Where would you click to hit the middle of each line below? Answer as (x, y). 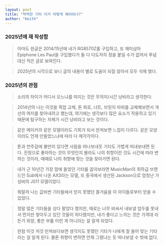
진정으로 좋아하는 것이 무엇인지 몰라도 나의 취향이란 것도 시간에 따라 (89, 152)
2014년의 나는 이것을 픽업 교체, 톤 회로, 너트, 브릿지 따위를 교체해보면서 (85, 107)
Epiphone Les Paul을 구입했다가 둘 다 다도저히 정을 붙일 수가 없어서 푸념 (87, 54)
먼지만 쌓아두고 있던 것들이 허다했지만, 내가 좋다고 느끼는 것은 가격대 (88, 215)
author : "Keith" (22, 19)
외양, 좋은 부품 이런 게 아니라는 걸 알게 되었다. (70, 220)
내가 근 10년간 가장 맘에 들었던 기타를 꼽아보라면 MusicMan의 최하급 (83, 169)
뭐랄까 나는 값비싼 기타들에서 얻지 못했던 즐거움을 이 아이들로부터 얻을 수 (86, 191)
